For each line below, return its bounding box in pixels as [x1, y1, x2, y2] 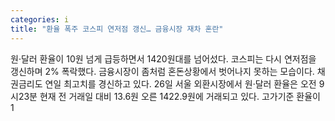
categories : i [10, 14, 70, 25]
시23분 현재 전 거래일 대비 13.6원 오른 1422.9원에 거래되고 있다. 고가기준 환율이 [10, 90, 321, 102]
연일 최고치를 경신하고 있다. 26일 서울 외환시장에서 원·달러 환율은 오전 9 [44, 77, 325, 90]
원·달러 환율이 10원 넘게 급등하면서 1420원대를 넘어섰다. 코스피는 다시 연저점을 [10, 52, 317, 65]
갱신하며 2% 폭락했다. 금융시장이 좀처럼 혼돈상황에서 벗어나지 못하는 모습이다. [10, 65, 315, 77]
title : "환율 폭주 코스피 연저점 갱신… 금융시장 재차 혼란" [10, 24, 224, 34]
